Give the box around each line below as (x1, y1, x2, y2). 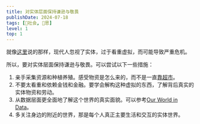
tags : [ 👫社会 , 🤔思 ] (6, 20, 52, 26)
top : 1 (6, 31, 23, 37)
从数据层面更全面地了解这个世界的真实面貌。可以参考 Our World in (14, 96, 178, 104)
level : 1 (6, 25, 28, 32)
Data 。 (14, 104, 32, 111)
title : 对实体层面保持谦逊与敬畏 (6, 8, 79, 15)
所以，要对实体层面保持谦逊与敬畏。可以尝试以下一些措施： (6, 61, 154, 68)
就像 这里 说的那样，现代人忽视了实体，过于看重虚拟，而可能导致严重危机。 (6, 49, 190, 56)
